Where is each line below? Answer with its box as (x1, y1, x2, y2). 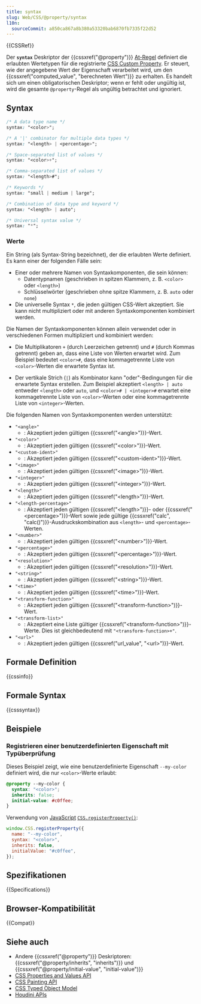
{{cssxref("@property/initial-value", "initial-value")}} (14, 965, 144, 973)
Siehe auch (6, 937, 49, 947)
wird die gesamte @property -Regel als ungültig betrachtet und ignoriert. (6, 85, 182, 93)
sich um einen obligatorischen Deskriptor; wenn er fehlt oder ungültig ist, (6, 79, 187, 86)
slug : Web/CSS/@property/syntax (6, 14, 87, 20)
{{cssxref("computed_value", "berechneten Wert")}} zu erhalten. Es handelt (6, 73, 193, 80)
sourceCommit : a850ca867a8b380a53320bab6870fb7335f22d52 (11, 25, 157, 32)
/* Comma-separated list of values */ (6, 168, 103, 174)
